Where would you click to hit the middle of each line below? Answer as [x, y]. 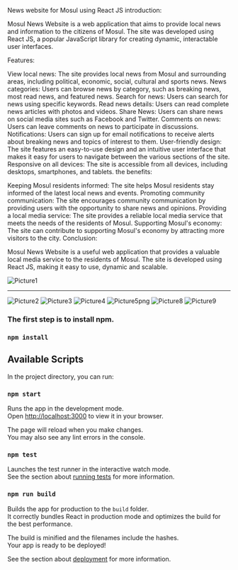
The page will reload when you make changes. [75, 429]
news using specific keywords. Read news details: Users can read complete [118, 104]
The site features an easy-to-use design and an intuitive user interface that [117, 149]
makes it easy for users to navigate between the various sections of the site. [119, 156]
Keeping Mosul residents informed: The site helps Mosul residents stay [111, 186]
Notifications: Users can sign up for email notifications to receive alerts [111, 134]
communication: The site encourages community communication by [107, 200]
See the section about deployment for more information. [89, 559]
